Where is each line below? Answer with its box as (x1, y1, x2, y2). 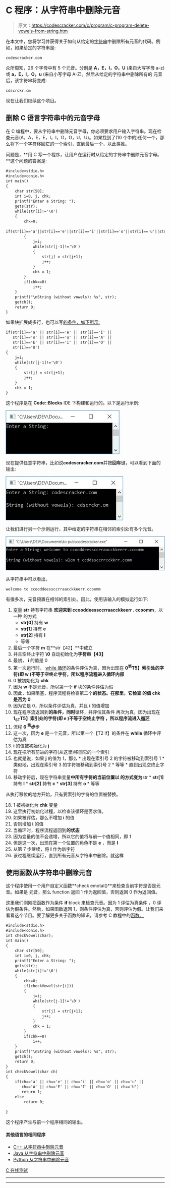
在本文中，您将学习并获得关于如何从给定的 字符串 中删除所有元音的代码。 (6, 38, 156, 44)
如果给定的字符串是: (14, 44, 56, 50)
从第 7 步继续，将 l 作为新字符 (13, 846, 75, 852)
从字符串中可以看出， (6, 576, 50, 582)
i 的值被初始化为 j (13, 742, 49, 749)
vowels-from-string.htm (18, 28, 68, 34)
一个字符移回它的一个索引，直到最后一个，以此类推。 (19, 141, 130, 147)
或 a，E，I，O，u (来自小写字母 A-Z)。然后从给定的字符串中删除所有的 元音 (6, 71, 163, 77)
